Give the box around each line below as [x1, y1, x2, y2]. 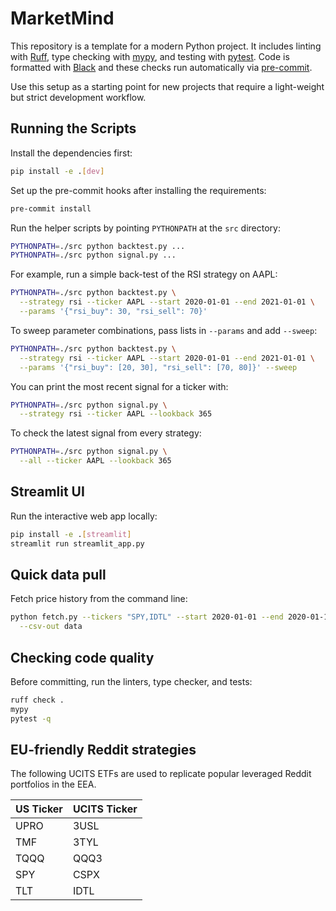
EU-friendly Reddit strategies [10, 741, 197, 758]
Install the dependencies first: [10, 147, 133, 159]
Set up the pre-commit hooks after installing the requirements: [10, 184, 267, 196]
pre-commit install [10, 203, 92, 214]
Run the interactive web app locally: [10, 510, 158, 522]
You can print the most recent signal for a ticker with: [10, 380, 229, 392]
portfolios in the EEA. [10, 778, 97, 791]
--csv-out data [19, 622, 83, 632]
